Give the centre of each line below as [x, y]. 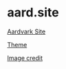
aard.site [33, 13]
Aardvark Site [26, 31]
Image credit [25, 58]
